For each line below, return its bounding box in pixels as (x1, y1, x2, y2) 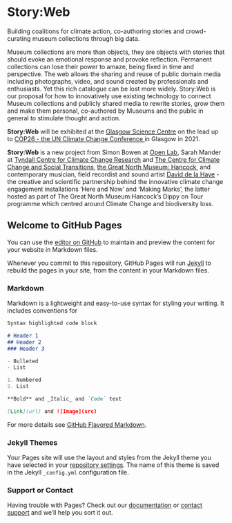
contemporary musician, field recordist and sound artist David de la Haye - (7, 170, 220, 178)
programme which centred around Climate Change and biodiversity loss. (7, 199, 214, 208)
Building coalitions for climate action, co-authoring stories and (7, 27, 184, 35)
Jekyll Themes (7, 437, 58, 447)
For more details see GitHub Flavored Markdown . (7, 420, 147, 429)
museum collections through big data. (32, 34, 140, 42)
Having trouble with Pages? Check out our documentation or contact (7, 501, 202, 509)
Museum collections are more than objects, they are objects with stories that (7, 48, 225, 56)
